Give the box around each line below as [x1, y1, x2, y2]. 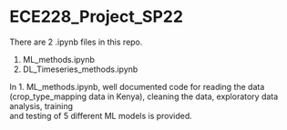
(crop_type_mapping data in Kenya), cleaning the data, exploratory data [9, 91, 279, 102]
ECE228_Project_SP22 [9, 6, 184, 27]
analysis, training [9, 100, 74, 111]
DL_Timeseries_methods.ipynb [22, 64, 138, 75]
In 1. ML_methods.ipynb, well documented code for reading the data [9, 81, 265, 92]
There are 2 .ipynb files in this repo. [9, 36, 143, 47]
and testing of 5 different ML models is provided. [9, 110, 193, 121]
